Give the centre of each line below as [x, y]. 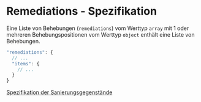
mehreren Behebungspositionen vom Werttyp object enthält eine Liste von [100, 34]
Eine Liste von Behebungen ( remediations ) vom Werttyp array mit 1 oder [98, 28]
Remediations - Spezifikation [82, 11]
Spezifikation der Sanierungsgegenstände [59, 92]
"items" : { [26, 64]
